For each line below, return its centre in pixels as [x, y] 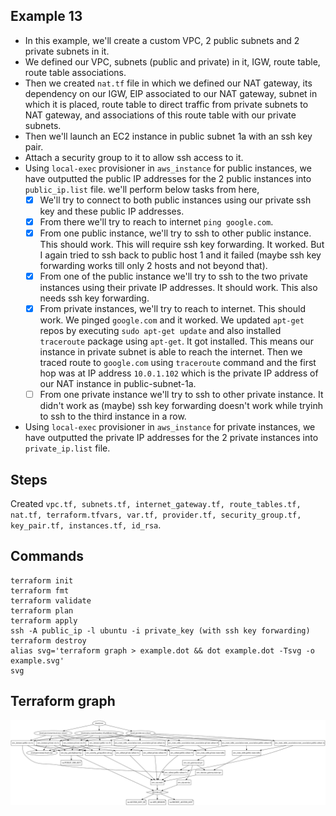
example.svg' [37, 660]
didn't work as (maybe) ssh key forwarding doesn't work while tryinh [181, 406]
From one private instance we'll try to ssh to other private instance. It [181, 395]
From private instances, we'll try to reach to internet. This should [172, 309]
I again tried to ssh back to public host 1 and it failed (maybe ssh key [180, 255]
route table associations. [75, 72]
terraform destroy [48, 640]
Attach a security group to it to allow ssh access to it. [134, 157]
